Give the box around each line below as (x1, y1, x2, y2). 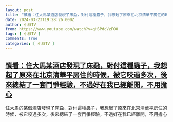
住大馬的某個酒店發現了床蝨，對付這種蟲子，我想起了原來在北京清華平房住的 (5, 105, 167, 111)
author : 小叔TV (5, 22, 36, 27)
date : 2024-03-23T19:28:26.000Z (5, 17, 74, 22)
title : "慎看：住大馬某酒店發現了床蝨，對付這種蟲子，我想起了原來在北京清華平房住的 (5, 12, 165, 17)
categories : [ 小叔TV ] (5, 41, 55, 46)
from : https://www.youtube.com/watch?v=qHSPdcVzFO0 (5, 27, 118, 32)
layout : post (5, 7, 33, 13)
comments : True (5, 36, 38, 42)
